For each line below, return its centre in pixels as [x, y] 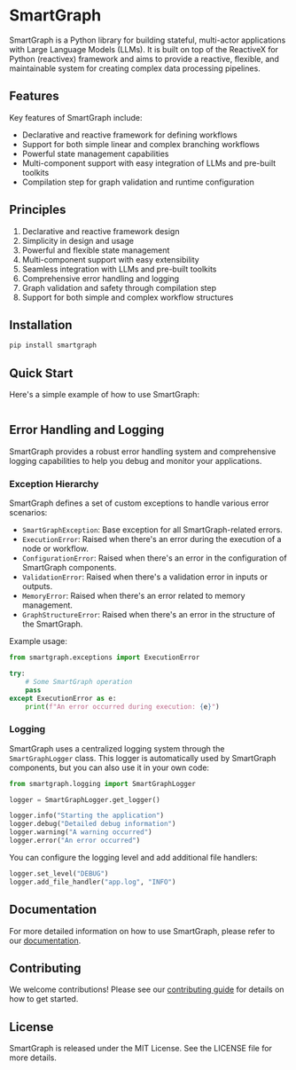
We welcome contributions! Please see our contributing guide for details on [147, 989]
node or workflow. [55, 549]
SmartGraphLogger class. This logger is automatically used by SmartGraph [143, 758]
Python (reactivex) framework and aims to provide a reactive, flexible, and [144, 59]
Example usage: [39, 641]
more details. [33, 1058]
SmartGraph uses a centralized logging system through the [117, 748]
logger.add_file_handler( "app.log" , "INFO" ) [93, 882]
